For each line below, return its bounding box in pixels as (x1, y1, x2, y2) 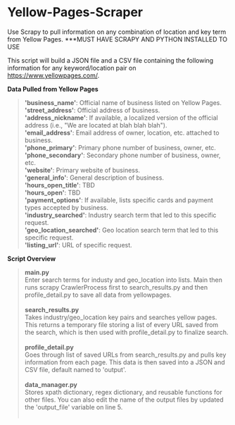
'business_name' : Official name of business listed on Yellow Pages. (24, 98, 222, 106)
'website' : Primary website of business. (24, 166, 141, 174)
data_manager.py (24, 380, 77, 388)
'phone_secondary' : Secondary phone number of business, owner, (24, 151, 221, 159)
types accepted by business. (24, 203, 109, 211)
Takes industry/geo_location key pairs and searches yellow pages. (24, 313, 217, 321)
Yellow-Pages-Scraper (7, 4, 143, 20)
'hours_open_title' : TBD (24, 180, 95, 189)
